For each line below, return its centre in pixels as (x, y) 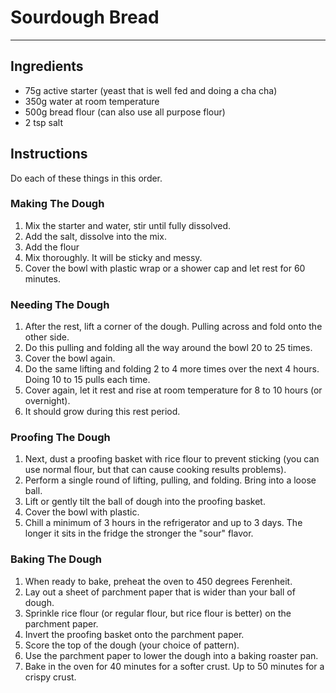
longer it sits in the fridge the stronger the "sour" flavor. (139, 533)
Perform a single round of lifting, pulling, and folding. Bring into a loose (170, 480)
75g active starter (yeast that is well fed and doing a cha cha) (151, 90)
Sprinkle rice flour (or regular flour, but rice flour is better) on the (158, 613)
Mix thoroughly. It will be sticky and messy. (113, 257)
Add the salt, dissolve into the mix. (95, 236)
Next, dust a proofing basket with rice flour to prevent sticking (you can (172, 459)
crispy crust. (50, 677)
